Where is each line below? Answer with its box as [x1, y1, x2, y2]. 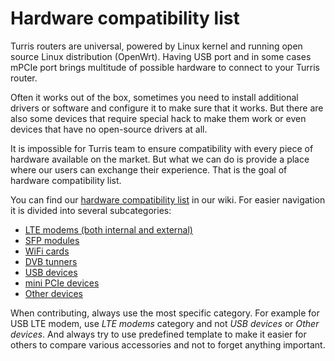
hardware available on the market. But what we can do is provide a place [10, 153, 310, 165]
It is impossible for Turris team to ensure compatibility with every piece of [10, 142, 314, 154]
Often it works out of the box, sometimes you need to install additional [10, 91, 299, 103]
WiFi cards [24, 245, 70, 257]
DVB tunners [24, 255, 78, 267]
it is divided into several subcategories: [10, 204, 172, 216]
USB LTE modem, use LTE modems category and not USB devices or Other [10, 317, 320, 329]
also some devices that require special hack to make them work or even [10, 112, 307, 124]
